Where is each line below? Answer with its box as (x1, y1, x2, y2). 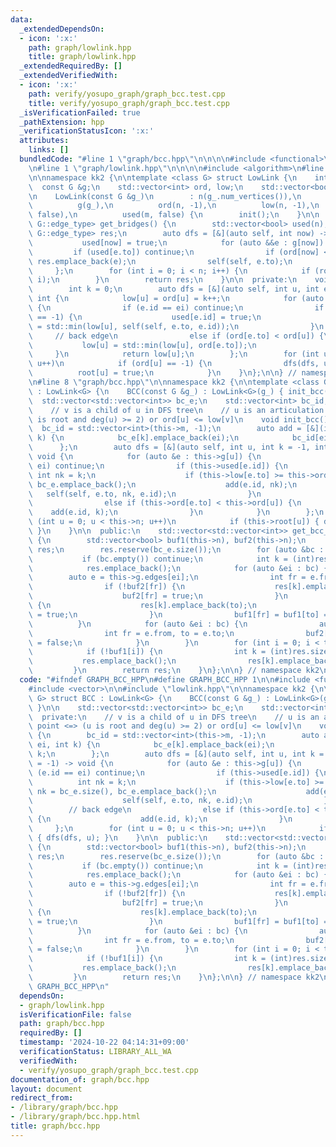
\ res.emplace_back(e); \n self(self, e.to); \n (28, 256, 293, 266)
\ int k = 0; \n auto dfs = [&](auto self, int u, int (28, 284, 320, 295)
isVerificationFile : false (19, 1009, 132, 1020)
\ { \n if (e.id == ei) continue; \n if (28, 303, 325, 313)
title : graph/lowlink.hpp (28, 52, 137, 62)
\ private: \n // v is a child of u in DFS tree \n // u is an (28, 712, 320, 722)
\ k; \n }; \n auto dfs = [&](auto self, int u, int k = (28, 749, 325, 759)
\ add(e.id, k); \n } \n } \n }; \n (28, 507, 325, 518)
